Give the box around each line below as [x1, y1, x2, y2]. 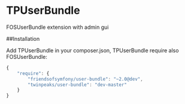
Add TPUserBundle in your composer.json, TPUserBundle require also [6, 46, 179, 54]
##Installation [6, 35, 40, 42]
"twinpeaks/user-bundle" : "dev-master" [28, 82, 128, 88]
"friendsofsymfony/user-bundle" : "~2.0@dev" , [28, 76, 144, 82]
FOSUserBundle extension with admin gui [6, 23, 109, 31]
